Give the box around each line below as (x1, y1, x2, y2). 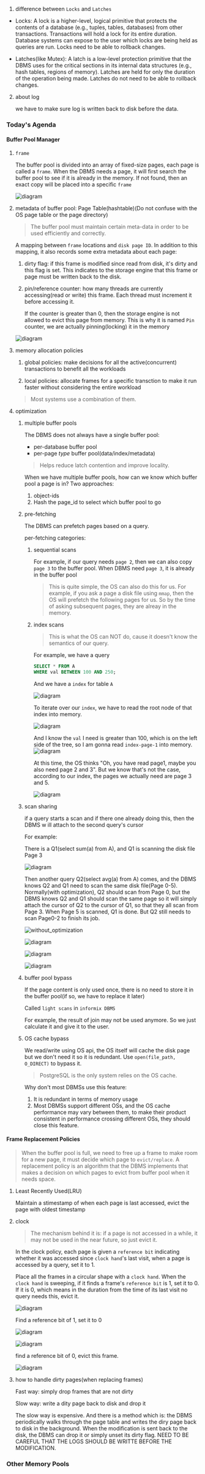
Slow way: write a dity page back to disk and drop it (15, 1400, 146, 1407)
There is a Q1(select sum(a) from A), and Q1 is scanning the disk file (24, 845, 196, 852)
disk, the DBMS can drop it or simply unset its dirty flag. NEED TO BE (15, 1432, 189, 1439)
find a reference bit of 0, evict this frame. (15, 1352, 119, 1360)
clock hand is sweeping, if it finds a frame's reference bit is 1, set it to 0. (15, 1280, 199, 1287)
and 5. (33, 779, 50, 786)
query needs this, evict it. (15, 1293, 80, 1300)
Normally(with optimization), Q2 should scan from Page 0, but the (24, 888, 190, 896)
